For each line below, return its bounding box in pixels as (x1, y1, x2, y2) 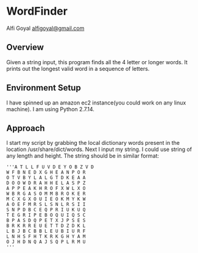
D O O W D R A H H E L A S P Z (6, 180, 86, 186)
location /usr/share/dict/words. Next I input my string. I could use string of (6, 145, 193, 153)
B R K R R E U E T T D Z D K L (6, 223, 86, 229)
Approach (6, 123, 45, 133)
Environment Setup (6, 82, 81, 93)
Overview (6, 42, 44, 53)
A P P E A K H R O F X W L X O (6, 185, 86, 192)
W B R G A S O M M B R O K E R (6, 191, 86, 197)
